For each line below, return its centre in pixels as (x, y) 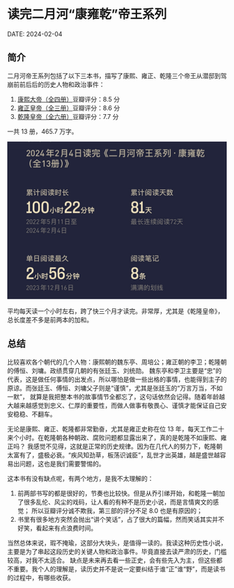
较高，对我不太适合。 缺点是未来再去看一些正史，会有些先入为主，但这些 (112, 560)
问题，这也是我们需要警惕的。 (62, 463)
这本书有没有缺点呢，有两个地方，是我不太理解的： (80, 478)
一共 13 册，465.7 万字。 (42, 131)
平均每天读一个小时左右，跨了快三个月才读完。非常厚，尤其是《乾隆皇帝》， (116, 311)
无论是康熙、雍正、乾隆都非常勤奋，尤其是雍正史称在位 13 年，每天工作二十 (116, 429)
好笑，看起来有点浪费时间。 (57, 528)
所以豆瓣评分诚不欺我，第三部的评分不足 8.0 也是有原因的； (117, 510)
